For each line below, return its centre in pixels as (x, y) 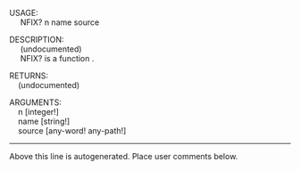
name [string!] (44, 121)
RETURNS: (29, 76)
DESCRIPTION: (37, 40)
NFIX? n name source (60, 22)
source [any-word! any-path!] (72, 131)
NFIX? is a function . (57, 58)
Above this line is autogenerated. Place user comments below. (124, 156)
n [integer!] (38, 112)
